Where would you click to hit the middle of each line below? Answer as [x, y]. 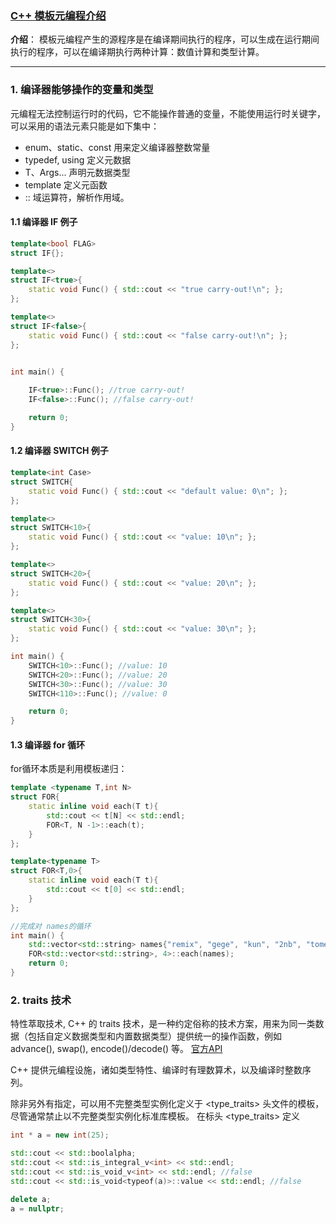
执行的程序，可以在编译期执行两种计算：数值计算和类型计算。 [137, 52]
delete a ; [31, 1199]
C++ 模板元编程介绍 [58, 15]
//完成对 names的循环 [51, 926]
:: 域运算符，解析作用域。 [77, 197]
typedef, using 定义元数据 [78, 159]
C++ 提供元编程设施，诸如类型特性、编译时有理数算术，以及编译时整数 [156, 1070]
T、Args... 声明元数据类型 [77, 172]
